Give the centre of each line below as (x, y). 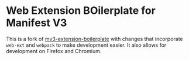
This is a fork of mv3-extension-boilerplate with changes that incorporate (94, 39)
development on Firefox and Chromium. (54, 51)
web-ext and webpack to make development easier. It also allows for (86, 45)
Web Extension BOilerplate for (81, 11)
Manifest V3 (37, 23)
